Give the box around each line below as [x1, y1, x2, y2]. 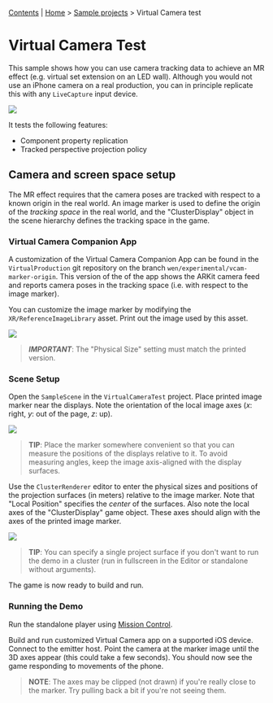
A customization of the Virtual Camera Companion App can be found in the [8, 255, 259, 264]
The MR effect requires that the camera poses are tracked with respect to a [8, 190, 261, 199]
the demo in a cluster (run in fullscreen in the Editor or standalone [28, 556, 249, 565]
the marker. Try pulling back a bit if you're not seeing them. [28, 685, 227, 695]
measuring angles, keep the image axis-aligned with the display [28, 457, 242, 467]
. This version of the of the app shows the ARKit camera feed [55, 272, 260, 282]
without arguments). [28, 565, 97, 574]
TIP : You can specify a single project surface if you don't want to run [28, 548, 259, 557]
